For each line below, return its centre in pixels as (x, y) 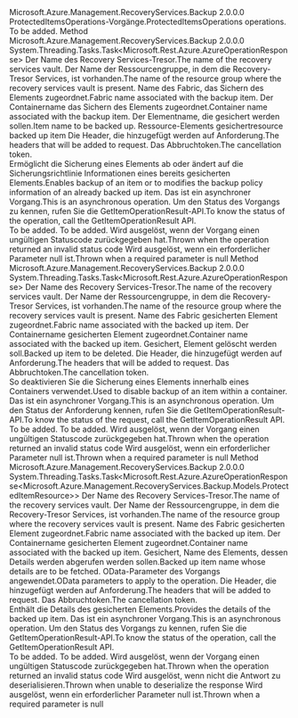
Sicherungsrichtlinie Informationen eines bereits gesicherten (120, 173)
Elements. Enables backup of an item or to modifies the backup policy (136, 183)
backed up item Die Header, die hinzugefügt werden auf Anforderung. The (145, 135)
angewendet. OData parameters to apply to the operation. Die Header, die (143, 581)
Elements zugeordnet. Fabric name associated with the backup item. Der (141, 97)
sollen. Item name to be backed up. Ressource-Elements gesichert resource (146, 126)
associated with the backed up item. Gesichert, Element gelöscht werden (143, 344)
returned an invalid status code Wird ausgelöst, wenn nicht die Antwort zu (145, 676)
